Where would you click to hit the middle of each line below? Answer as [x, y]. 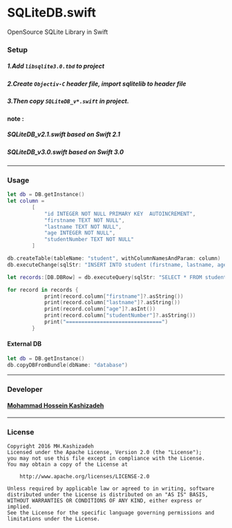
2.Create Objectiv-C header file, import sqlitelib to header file [97, 84]
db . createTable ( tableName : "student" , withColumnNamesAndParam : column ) [114, 258]
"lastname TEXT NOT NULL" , [83, 227]
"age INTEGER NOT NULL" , [80, 233]
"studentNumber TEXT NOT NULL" [89, 240]
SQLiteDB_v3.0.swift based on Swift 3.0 [66, 152]
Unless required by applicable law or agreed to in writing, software [111, 489]
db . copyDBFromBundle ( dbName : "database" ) [68, 365]
